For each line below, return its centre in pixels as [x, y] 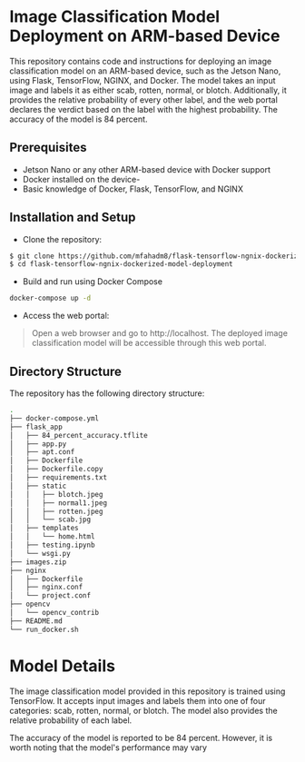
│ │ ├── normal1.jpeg [58, 503]
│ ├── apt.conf [42, 452]
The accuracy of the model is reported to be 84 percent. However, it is [141, 737]
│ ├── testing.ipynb [52, 545]
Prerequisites [48, 148]
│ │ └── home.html [52, 537]
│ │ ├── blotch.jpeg [56, 494]
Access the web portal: [66, 316]
